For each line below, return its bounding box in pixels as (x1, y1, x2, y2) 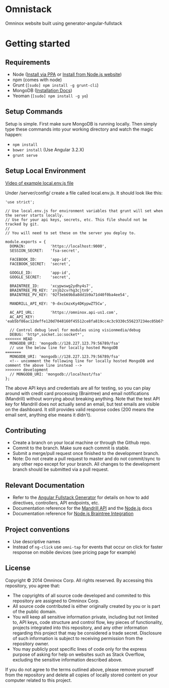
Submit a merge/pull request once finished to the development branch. (12, 450, 159, 456)
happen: (5, 131, 23, 137)
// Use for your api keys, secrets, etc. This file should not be (5, 217, 147, 222)
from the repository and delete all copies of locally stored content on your (5, 672, 158, 678)
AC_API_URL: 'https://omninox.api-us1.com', (10, 310, 118, 315)
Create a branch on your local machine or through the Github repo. (12, 440, 151, 446)
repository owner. (12, 641, 49, 647)
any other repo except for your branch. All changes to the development (12, 461, 160, 467)
